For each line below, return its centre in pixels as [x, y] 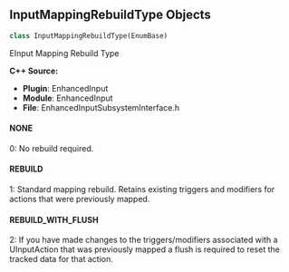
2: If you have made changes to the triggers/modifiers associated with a [144, 240]
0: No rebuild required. [52, 148]
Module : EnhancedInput [67, 98]
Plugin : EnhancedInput [65, 88]
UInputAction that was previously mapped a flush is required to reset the [145, 249]
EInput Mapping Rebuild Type [64, 53]
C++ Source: [34, 71]
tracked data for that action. [61, 259]
